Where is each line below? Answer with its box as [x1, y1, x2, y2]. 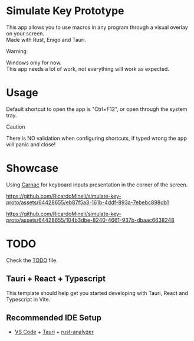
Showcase [6, 162, 59, 175]
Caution [6, 123, 25, 130]
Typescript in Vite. [6, 296, 51, 303]
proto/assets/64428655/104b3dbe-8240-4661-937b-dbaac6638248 [6, 217, 175, 224]
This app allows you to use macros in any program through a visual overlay [6, 24, 189, 31]
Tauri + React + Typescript [6, 274, 106, 284]
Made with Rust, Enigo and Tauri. [6, 36, 87, 43]
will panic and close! [6, 140, 56, 148]
